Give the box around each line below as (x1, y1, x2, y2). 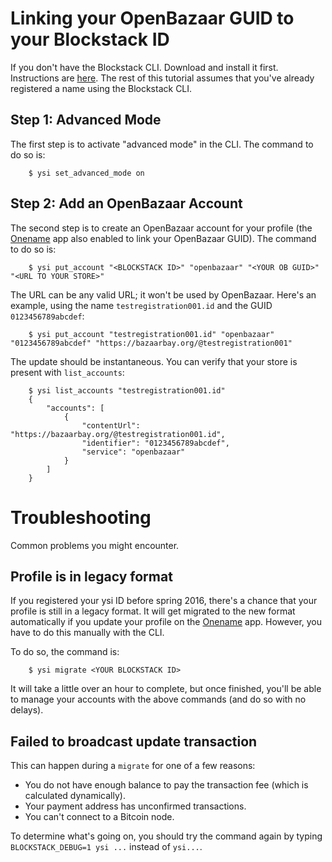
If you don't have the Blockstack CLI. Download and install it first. (10, 61, 279, 73)
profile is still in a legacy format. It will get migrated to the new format (10, 605, 296, 617)
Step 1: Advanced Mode (10, 112, 162, 129)
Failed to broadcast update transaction (10, 733, 258, 750)
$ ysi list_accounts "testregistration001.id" (28, 385, 226, 396)
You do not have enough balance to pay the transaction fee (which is (24, 779, 309, 791)
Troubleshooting (10, 506, 152, 529)
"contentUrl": (81, 420, 141, 431)
